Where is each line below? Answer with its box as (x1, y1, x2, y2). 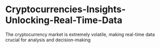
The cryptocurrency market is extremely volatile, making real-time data (5, 31, 155, 37)
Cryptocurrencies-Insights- (5, 4, 126, 15)
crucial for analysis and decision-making (5, 37, 91, 43)
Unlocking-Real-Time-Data (5, 14, 123, 26)
